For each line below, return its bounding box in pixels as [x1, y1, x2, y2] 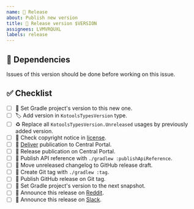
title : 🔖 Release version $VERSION [6, 20, 97, 26]
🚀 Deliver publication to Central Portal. [15, 141, 112, 148]
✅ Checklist [6, 88, 53, 98]
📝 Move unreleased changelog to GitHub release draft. [15, 161, 153, 169]
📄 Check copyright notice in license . [15, 134, 107, 141]
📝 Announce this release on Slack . [15, 196, 102, 204]
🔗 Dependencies [6, 54, 70, 65]
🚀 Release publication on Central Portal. [15, 148, 116, 155]
